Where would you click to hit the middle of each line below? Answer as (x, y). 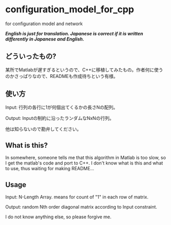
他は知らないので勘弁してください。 (44, 129)
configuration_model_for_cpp (70, 9)
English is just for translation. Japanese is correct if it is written (74, 33)
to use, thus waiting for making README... (50, 169)
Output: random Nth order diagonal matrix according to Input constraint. (81, 207)
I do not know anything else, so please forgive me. (58, 217)
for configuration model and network (44, 24)
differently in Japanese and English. (45, 39)
